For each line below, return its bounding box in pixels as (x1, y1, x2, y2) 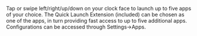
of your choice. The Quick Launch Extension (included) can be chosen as (6, 11, 185, 18)
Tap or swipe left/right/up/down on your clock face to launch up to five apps (6, 5, 192, 12)
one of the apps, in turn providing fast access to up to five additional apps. (6, 17, 188, 24)
